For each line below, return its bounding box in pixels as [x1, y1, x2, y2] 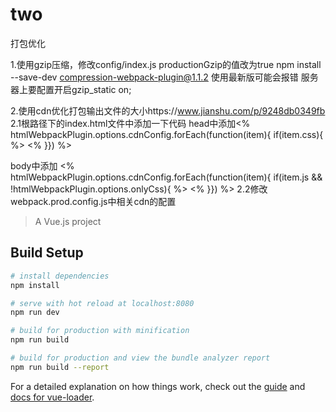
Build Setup [10, 244, 84, 262]
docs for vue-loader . [10, 391, 95, 403]
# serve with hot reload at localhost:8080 [10, 298, 195, 308]
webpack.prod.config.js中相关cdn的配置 [10, 195, 177, 207]
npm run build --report [10, 362, 110, 372]
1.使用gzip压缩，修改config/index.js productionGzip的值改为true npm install [10, 58, 322, 70]
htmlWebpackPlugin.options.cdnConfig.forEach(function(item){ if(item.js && [10, 171, 323, 183]
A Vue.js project [34, 215, 102, 227]
